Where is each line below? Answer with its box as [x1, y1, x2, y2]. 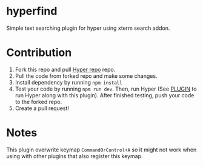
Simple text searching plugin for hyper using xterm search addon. [6, 24, 170, 32]
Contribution [6, 46, 72, 60]
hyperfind [6, 4, 58, 18]
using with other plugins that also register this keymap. [6, 152, 143, 159]
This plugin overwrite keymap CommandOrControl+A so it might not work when [6, 146, 197, 153]
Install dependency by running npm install [15, 78, 122, 86]
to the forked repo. [15, 98, 62, 105]
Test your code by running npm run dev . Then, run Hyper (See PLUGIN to [15, 85, 197, 92]
